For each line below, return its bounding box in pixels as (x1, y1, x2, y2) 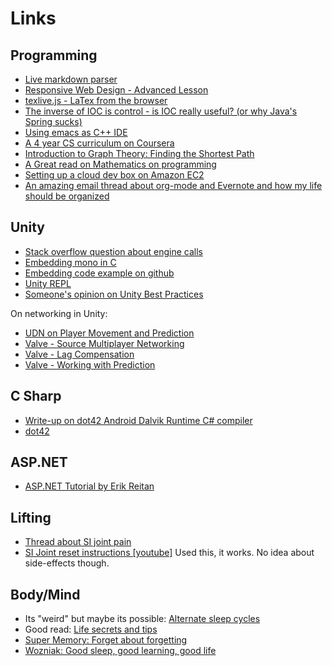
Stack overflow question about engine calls (24, 245, 203, 257)
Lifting (10, 509, 52, 526)
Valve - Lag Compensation (24, 348, 135, 360)
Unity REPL (24, 277, 72, 289)
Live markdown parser (24, 73, 118, 85)
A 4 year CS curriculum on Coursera (24, 137, 175, 149)
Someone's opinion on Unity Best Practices (24, 288, 204, 300)
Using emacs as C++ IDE (24, 127, 128, 138)
